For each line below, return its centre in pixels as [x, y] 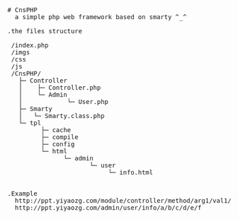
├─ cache [56, 130]
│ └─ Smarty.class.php [62, 116]
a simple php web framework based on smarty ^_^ [101, 17]
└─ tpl [30, 123]
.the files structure [45, 31]
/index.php [30, 45]
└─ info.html [131, 172]
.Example [22, 194]
